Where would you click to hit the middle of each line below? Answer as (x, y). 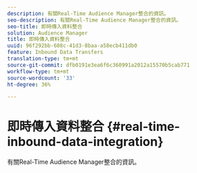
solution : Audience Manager (48, 33)
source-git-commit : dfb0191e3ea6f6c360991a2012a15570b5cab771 (98, 65)
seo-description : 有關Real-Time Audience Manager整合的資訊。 (94, 20)
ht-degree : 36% (29, 84)
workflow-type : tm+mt (38, 71)
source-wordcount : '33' (41, 78)
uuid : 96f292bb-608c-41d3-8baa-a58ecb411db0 (72, 46)
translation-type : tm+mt (43, 59)
